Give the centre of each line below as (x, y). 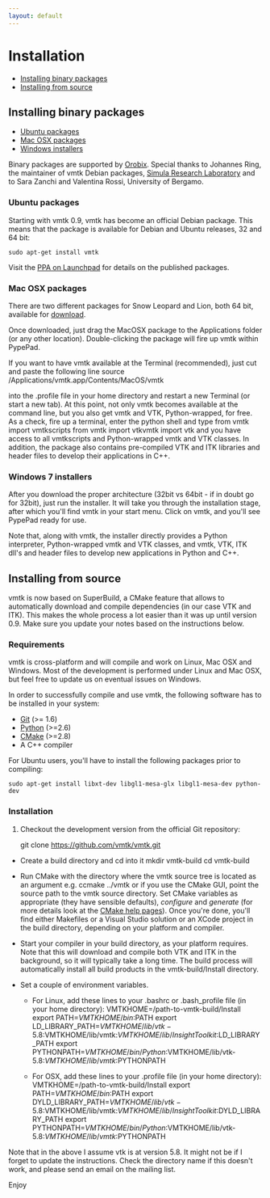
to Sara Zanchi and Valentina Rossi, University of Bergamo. (106, 182)
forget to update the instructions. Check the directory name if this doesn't (131, 1160)
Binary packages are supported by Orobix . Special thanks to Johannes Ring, (135, 165)
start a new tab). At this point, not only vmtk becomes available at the (123, 404)
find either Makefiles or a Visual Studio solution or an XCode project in (137, 919)
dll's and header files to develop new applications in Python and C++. (124, 553)
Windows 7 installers (50, 476)
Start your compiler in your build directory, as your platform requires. (134, 943)
